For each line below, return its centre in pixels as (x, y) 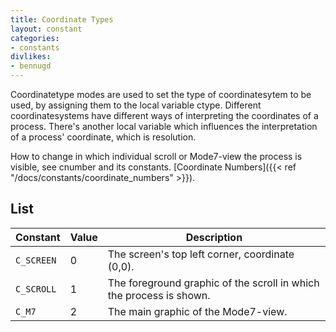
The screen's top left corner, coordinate (201, 254)
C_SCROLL (36, 289)
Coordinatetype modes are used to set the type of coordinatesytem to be (161, 94)
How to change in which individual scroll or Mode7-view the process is (156, 156)
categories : (35, 38)
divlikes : (31, 57)
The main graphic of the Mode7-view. (197, 311)
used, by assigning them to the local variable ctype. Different (136, 105)
